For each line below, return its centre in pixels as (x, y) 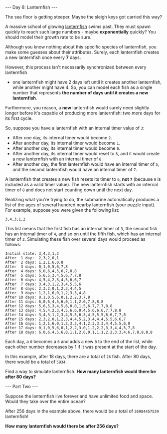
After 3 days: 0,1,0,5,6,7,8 (37, 267)
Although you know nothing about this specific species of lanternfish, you (81, 47)
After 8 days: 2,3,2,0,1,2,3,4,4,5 (43, 289)
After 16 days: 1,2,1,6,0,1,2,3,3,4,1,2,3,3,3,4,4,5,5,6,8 (68, 324)
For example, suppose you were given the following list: (62, 210)
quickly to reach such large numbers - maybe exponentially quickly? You (81, 32)
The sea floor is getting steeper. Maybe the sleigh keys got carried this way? (84, 17)
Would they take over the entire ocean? (45, 401)
